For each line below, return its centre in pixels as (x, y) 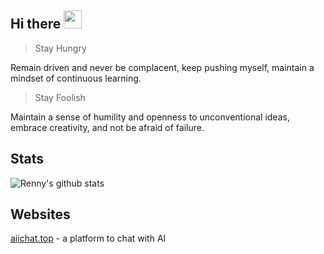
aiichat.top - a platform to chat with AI (88, 238)
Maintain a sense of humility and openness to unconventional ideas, (150, 117)
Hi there (36, 24)
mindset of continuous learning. (76, 78)
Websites (40, 214)
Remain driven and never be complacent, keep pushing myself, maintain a (162, 67)
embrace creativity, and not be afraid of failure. (107, 127)
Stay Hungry (60, 48)
